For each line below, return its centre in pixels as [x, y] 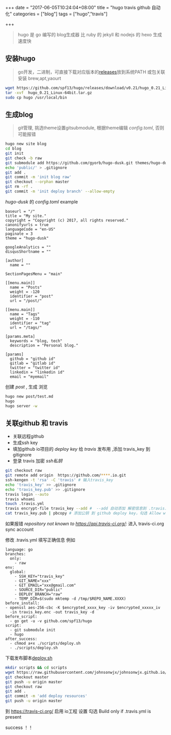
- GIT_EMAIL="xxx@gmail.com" [45, 585]
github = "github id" [33, 359]
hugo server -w [21, 406]
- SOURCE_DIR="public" [38, 590]
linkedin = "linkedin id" [37, 372]
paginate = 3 [19, 234]
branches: [16, 554]
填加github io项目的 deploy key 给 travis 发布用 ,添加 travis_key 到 [81, 449]
